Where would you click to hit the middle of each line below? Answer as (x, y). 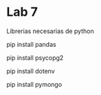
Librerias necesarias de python (50, 31)
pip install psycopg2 (35, 57)
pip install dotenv (31, 71)
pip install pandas (31, 44)
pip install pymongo (34, 84)
